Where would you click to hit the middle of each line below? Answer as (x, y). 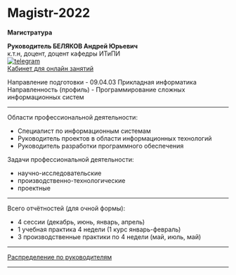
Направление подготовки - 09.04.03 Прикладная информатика (102, 82)
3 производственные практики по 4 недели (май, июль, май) (109, 236)
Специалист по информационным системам (84, 131)
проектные (34, 188)
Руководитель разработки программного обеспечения (100, 146)
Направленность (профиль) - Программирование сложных (96, 89)
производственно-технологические (71, 180)
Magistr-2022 (49, 13)
